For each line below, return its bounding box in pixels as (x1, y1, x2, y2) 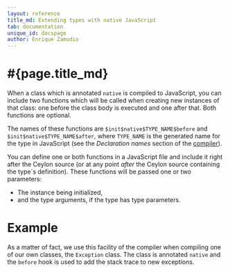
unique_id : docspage (7, 29, 67, 37)
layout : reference (7, 10, 60, 17)
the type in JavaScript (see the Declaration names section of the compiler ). (7, 140, 222, 148)
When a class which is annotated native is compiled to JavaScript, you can (7, 89, 222, 97)
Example (7, 220, 58, 236)
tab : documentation (7, 23, 64, 30)
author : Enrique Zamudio (7, 36, 79, 43)
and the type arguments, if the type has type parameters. (17, 196, 182, 204)
